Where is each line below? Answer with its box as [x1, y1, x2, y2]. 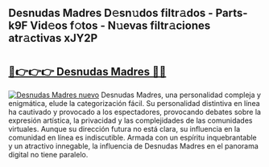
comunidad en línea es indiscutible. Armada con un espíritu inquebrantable [8, 132, 258, 142]
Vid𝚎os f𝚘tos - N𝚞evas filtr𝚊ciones [30, 19, 211, 33]
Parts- [215, 6, 248, 20]
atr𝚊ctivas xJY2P [8, 31, 98, 45]
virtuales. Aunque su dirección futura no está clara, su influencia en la [8, 124, 241, 133]
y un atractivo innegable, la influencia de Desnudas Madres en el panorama [8, 141, 259, 151]
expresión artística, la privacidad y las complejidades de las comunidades [8, 116, 253, 125]
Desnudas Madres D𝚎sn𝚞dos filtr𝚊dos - [8, 6, 213, 20]
